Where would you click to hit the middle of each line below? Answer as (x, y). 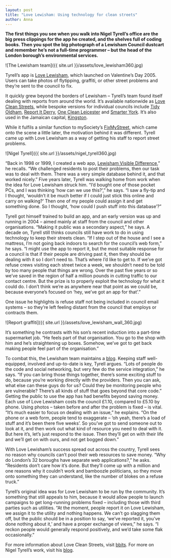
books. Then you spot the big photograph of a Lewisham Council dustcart (85, 45)
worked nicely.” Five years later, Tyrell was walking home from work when (83, 180)
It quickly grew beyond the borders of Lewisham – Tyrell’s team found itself (84, 96)
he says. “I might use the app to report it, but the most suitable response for (85, 249)
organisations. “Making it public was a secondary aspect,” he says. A (78, 227)
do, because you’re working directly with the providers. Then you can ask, (83, 380)
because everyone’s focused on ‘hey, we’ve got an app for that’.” (73, 292)
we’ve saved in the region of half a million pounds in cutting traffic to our (81, 276)
